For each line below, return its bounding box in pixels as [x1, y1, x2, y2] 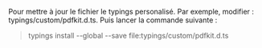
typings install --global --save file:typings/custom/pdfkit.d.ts [27, 31, 229, 40]
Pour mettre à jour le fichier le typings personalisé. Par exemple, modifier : [8, 7, 255, 16]
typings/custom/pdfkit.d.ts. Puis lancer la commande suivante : [8, 15, 218, 25]
